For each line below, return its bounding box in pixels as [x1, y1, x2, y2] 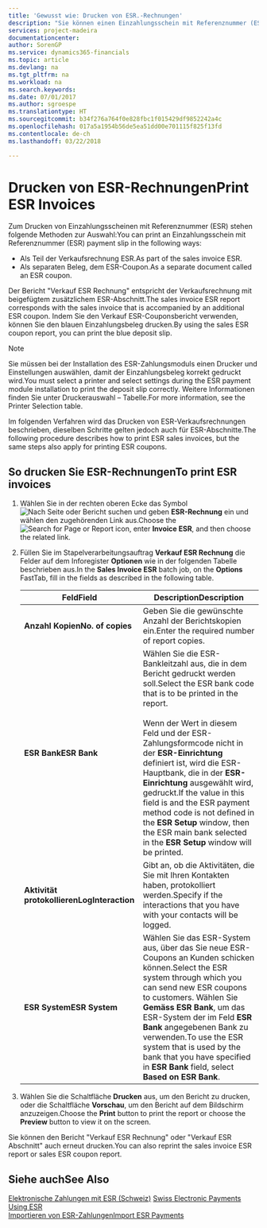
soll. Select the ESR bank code [142, 678, 254, 689]
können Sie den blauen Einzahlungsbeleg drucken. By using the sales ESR [8, 320, 249, 330]
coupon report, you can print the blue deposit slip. [8, 328, 172, 338]
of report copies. [142, 635, 205, 646]
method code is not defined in [142, 808, 255, 819]
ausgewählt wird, [189, 777, 254, 788]
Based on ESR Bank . [142, 1071, 221, 1083]
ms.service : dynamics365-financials [8, 48, 130, 56]
